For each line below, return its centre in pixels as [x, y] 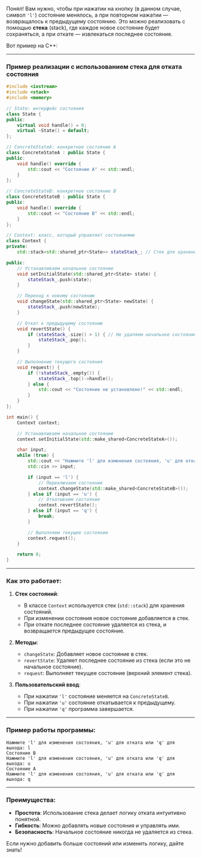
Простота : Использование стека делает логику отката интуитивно [100, 813]
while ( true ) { [36, 456]
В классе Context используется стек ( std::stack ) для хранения [104, 606]
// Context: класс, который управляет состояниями [71, 236]
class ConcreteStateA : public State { [56, 153]
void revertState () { [44, 329]
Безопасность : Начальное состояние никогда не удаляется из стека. [104, 832]
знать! [14, 850]
